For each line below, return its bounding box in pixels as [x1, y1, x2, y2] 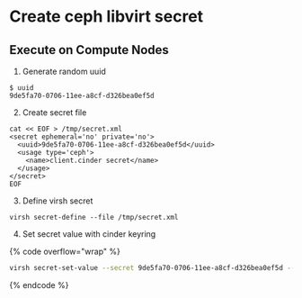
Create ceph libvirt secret [9, 6, 204, 27]
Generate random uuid [22, 66, 106, 77]
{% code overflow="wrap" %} [9, 246, 121, 257]
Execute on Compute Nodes [9, 42, 169, 58]
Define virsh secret [22, 195, 93, 206]
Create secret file [22, 107, 87, 118]
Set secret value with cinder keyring [22, 229, 156, 239]
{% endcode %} [9, 279, 69, 290]
